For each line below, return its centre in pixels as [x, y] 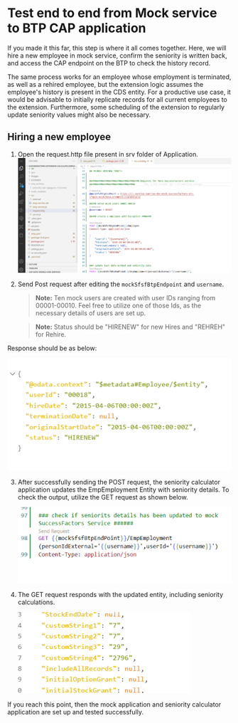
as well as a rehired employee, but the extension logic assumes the [106, 84]
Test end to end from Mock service [112, 13]
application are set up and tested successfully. [76, 712]
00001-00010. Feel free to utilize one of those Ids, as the [118, 305]
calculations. [36, 602]
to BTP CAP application [77, 28]
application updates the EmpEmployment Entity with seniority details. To [123, 490]
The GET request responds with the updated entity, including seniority [120, 595]
